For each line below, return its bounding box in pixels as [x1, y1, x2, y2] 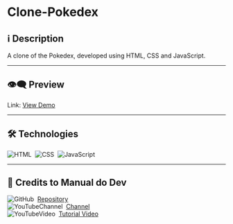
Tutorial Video [58, 209, 99, 218]
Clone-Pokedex [7, 4, 99, 20]
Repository [37, 195, 69, 203]
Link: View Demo [7, 101, 55, 109]
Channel [65, 203, 90, 211]
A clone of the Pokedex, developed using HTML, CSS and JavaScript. [7, 51, 206, 60]
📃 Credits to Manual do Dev [7, 177, 127, 189]
